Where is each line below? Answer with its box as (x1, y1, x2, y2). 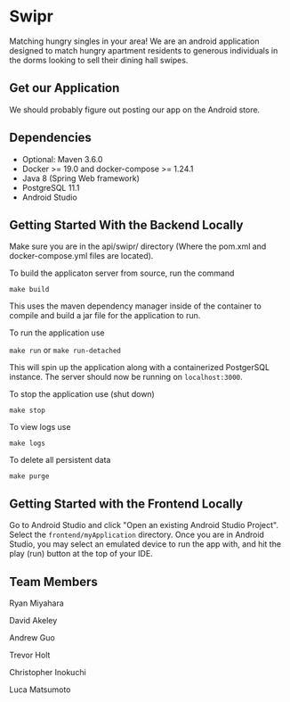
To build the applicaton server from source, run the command (9, 268, 235, 278)
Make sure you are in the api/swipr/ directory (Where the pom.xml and (9, 241, 267, 252)
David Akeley (9, 615, 58, 625)
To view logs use (9, 422, 71, 433)
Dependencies (9, 130, 92, 145)
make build (9, 285, 50, 294)
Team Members (9, 574, 98, 590)
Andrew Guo (9, 632, 55, 643)
